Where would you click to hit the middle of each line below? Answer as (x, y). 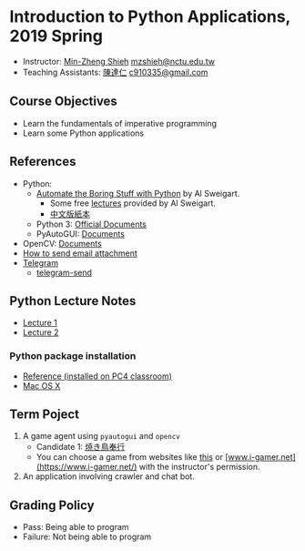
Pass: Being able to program (76, 527)
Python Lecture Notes (73, 301)
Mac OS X (41, 385)
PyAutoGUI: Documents (81, 233)
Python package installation (73, 356)
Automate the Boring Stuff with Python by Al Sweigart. (138, 193)
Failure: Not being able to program (87, 537)
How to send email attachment (80, 253)
